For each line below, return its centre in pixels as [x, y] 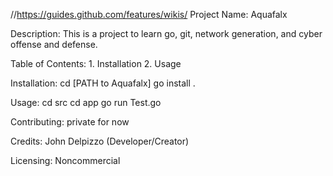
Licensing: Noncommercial [65, 160]
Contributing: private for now [70, 122]
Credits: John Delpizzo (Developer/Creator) [100, 141]
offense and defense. [54, 44]
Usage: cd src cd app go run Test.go [86, 102]
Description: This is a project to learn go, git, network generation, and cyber [166, 33]
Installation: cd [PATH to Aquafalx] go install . [103, 83]
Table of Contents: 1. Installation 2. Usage [96, 63]
